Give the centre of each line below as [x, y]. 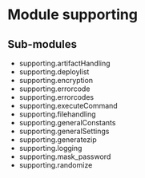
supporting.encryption [56, 80]
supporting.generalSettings [64, 131]
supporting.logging [50, 148]
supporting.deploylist [54, 72]
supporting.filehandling [58, 114]
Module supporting [72, 15]
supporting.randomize [56, 165]
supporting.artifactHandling [64, 63]
